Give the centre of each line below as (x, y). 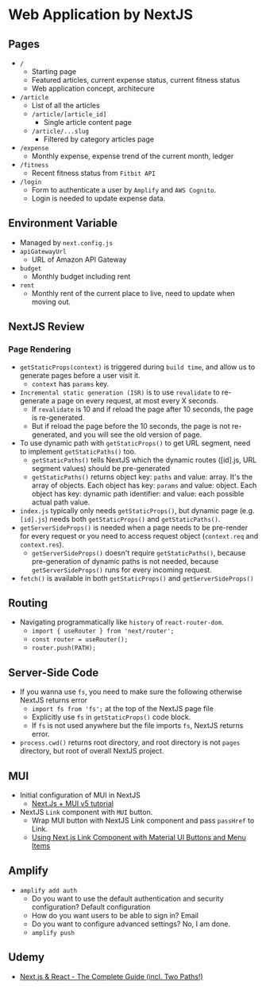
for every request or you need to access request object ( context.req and (139, 535)
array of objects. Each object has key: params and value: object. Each (144, 485)
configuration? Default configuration (91, 907)
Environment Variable (63, 223)
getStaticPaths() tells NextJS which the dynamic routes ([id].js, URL (144, 460)
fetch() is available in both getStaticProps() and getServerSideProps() (137, 578)
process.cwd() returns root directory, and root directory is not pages (130, 742)
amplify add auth (48, 890)
